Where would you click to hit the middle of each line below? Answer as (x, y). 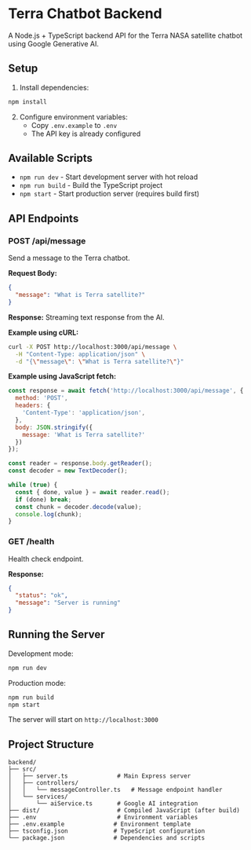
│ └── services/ (38, 797)
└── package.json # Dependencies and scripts (107, 838)
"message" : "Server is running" (68, 603)
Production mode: (37, 683)
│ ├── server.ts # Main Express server (100, 776)
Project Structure (51, 744)
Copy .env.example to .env (74, 125)
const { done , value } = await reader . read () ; (93, 492)
